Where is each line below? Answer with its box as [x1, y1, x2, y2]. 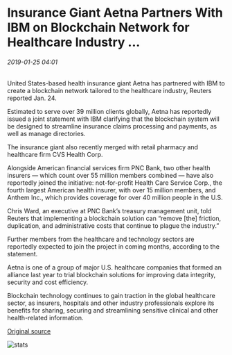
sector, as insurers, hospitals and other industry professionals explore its [7, 299, 215, 307]
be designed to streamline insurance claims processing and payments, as [7, 122, 217, 131]
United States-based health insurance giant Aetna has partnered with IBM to [7, 79, 225, 88]
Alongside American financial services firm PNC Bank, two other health [7, 164, 211, 172]
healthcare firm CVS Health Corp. [7, 151, 103, 159]
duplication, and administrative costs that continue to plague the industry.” [7, 222, 220, 230]
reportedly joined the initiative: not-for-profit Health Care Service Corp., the [7, 179, 223, 187]
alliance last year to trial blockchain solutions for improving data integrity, [7, 271, 216, 279]
